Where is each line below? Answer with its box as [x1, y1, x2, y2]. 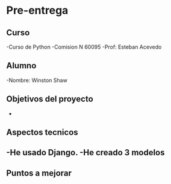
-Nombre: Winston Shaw [6, 76, 67, 84]
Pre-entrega [6, 4, 69, 17]
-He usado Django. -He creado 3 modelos [6, 147, 165, 158]
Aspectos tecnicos [6, 127, 78, 138]
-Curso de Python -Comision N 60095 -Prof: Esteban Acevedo [6, 43, 162, 50]
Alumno [6, 61, 37, 71]
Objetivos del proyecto [6, 94, 93, 104]
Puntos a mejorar [6, 168, 72, 178]
